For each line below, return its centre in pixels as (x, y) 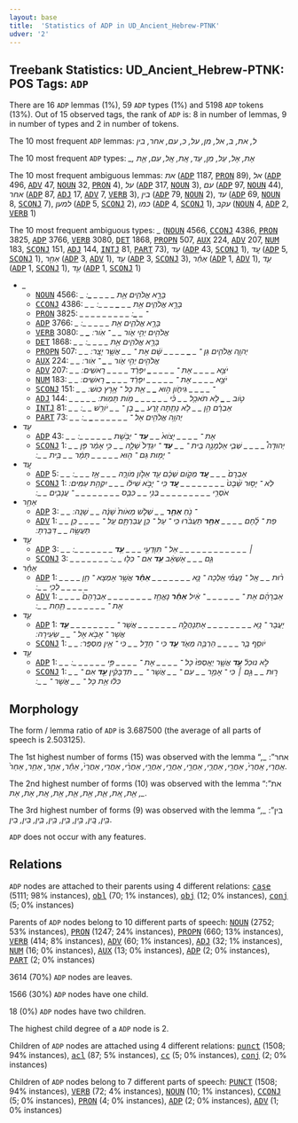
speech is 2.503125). (47, 740)
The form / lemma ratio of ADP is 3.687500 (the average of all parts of (135, 730)
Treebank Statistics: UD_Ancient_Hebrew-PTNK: (147, 70)
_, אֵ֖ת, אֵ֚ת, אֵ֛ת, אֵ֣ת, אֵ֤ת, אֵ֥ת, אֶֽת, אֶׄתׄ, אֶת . (78, 793)
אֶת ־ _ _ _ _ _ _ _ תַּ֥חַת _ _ (80, 606)
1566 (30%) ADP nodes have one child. (79, 993)
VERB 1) (23, 213)
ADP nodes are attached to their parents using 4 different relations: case (140, 886)
